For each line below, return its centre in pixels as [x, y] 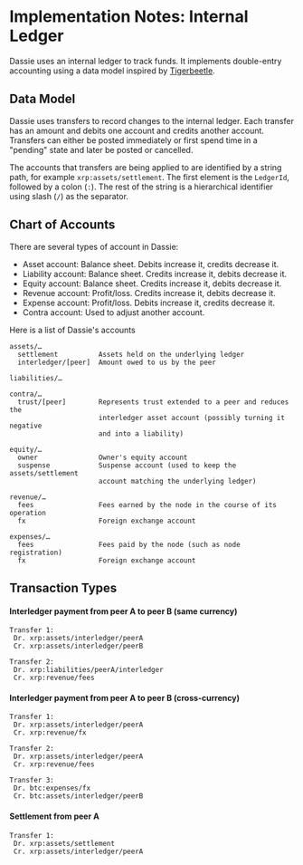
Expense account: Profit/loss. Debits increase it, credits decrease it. [149, 303]
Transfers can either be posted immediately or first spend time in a [133, 140]
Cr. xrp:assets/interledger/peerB [78, 646]
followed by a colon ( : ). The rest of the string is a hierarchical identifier [142, 187]
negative [26, 426]
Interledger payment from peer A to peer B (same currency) [123, 611]
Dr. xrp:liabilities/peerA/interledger [89, 670]
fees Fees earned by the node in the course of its [147, 505]
